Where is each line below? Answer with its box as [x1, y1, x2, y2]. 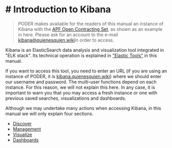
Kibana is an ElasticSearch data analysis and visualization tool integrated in [5, 47, 164, 53]
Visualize [12, 131, 32, 137]
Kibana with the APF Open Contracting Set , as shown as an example [17, 26, 163, 32]
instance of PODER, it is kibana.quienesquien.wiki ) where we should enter [5, 73, 162, 79]
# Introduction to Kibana [5, 4, 111, 15]
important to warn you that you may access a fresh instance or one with [5, 89, 158, 96]
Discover [12, 120, 32, 126]
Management [12, 126, 41, 132]
